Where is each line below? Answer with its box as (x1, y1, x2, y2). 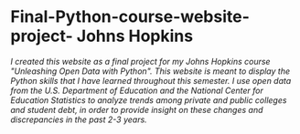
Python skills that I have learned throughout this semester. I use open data (10, 75, 292, 86)
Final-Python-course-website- (10, 6, 251, 27)
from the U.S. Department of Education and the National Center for (10, 85, 264, 96)
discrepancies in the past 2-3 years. (10, 114, 147, 125)
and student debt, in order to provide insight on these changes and (10, 104, 263, 115)
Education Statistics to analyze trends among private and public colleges (10, 94, 287, 106)
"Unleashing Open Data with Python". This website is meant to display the (10, 66, 291, 77)
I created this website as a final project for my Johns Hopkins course (10, 56, 271, 67)
